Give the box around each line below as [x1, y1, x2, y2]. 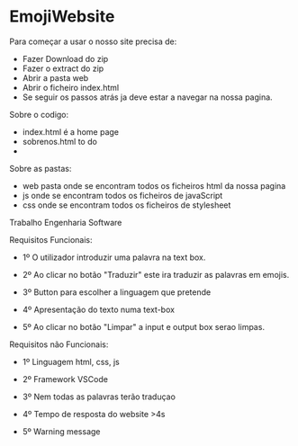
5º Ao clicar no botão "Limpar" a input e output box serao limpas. [22, 321, 266, 332]
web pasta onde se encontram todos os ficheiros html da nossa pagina [22, 180, 286, 191]
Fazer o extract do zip [22, 63, 104, 74]
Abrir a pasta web [22, 72, 89, 83]
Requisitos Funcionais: [9, 234, 93, 245]
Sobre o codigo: [9, 109, 69, 120]
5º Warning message [22, 425, 101, 437]
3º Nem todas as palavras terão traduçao [22, 391, 176, 402]
